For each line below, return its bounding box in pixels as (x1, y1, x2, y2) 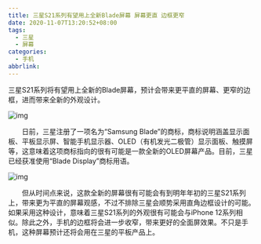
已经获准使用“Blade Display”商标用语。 (8, 156, 134, 166)
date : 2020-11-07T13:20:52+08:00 (8, 19, 118, 27)
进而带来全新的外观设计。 (21, 95, 104, 104)
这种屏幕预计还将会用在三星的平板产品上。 (21, 227, 159, 236)
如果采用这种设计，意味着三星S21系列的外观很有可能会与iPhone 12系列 (8, 207, 237, 217)
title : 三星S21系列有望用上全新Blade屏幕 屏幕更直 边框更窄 (8, 11, 185, 20)
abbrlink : (8, 63, 41, 71)
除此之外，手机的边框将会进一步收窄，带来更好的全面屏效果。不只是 (21, 217, 241, 227)
